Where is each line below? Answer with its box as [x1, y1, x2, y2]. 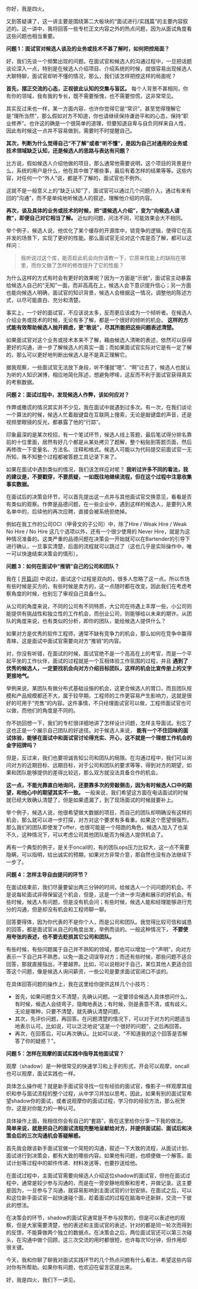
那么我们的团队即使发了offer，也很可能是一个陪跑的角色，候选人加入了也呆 [6, 824, 189, 831]
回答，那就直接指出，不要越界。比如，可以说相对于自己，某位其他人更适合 [6, 961, 187, 967]
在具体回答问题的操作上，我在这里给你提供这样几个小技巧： [6, 981, 151, 987]
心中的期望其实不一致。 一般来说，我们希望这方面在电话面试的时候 [26, 789, 189, 796]
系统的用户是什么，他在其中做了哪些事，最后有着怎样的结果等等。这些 [16, 167, 187, 174]
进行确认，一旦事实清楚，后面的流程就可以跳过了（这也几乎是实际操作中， [6, 543, 187, 550]
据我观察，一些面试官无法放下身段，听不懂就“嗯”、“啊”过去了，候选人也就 [6, 364, 186, 371]
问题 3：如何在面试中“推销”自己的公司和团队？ [6, 563, 120, 570]
